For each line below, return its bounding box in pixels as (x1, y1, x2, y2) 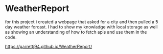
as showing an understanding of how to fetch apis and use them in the (5, 29, 147, 35)
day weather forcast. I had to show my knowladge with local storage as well (5, 24, 158, 29)
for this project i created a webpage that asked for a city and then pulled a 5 (5, 19, 158, 25)
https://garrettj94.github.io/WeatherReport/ (5, 43, 92, 49)
